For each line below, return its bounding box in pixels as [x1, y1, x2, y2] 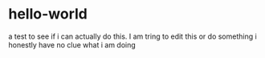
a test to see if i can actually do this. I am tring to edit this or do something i [8, 31, 257, 41]
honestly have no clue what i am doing [8, 39, 137, 49]
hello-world [8, 5, 88, 23]
